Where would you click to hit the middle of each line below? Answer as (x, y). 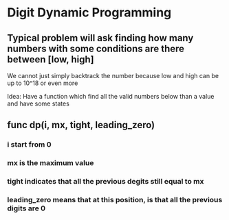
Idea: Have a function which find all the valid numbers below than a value (111, 96)
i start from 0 (29, 145)
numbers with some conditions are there (96, 48)
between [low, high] (51, 59)
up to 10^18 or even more (43, 83)
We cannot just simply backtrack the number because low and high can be (113, 76)
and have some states (39, 103)
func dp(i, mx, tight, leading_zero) (81, 125)
